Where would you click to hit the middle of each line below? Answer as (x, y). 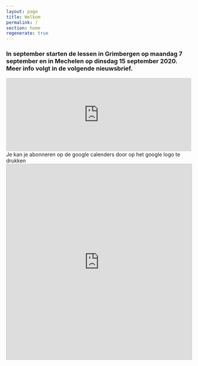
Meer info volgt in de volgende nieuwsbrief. (70, 69)
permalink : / (22, 22)
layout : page (22, 11)
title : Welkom (24, 17)
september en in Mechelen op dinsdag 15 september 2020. (92, 61)
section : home (24, 28)
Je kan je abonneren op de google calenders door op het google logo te (93, 155)
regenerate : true (27, 33)
